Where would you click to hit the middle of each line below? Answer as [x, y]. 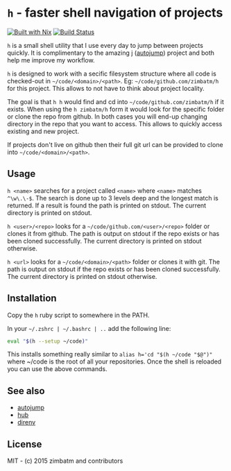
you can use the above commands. [57, 369]
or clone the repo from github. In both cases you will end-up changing [108, 117]
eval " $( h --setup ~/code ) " [48, 341]
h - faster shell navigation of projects [115, 13]
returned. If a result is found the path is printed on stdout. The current [107, 205]
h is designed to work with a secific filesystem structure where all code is [112, 74]
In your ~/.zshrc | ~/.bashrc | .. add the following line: [89, 328]
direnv [26, 422]
